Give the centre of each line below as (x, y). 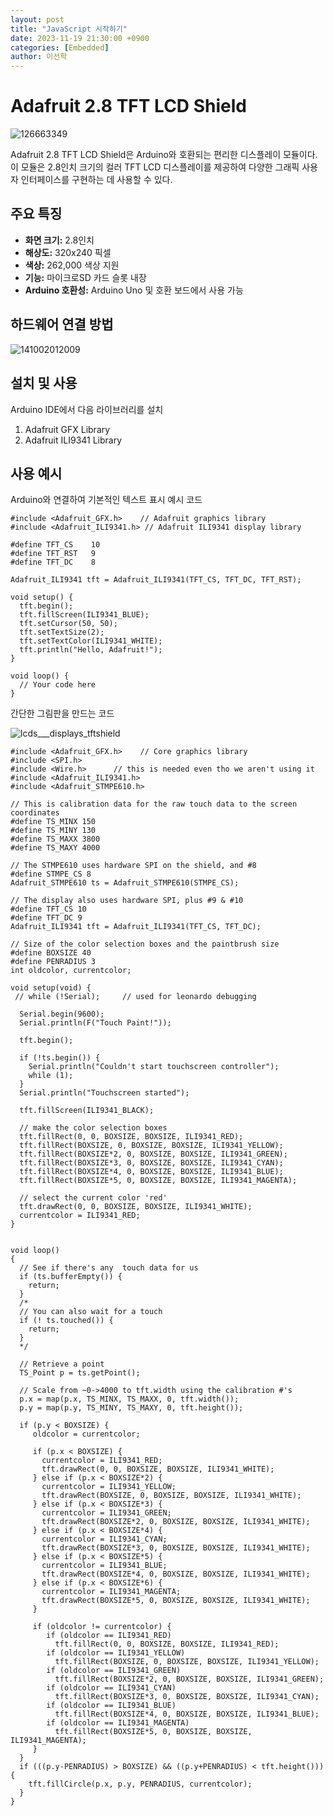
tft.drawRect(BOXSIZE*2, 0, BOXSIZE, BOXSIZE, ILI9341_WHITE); (176, 1522)
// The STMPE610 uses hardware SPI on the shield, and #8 (133, 866)
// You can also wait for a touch (91, 1312)
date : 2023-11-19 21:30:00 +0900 (80, 38)
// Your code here (58, 685)
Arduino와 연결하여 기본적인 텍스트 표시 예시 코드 (106, 500)
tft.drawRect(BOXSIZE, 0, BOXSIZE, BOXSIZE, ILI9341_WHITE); (171, 1496)
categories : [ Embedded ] (60, 47)
